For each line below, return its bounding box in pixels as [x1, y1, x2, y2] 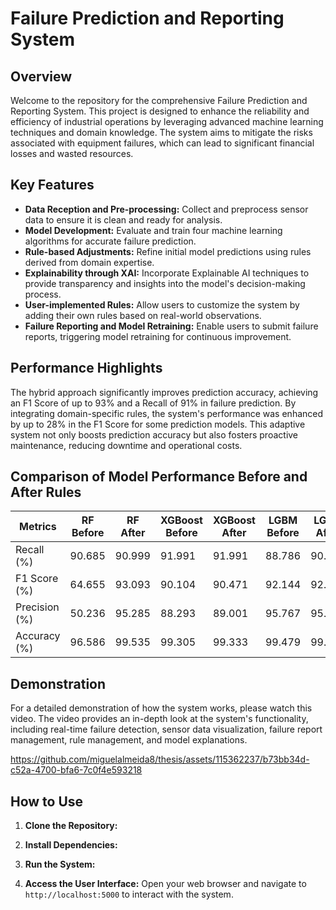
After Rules [10, 484, 82, 501]
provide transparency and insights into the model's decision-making [24, 277, 306, 289]
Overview [10, 68, 73, 85]
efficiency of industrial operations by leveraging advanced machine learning [10, 116, 324, 127]
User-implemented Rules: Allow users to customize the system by [24, 298, 300, 311]
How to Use [10, 793, 84, 810]
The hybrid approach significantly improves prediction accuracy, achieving [10, 386, 319, 398]
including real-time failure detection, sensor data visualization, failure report [10, 723, 323, 736]
